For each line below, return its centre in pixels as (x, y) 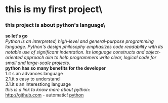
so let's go (16, 36)
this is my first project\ (54, 9)
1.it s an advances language (34, 74)
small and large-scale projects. (38, 63)
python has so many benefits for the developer (56, 68)
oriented (14, 58)
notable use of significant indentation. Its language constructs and (75, 52)
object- (153, 52)
